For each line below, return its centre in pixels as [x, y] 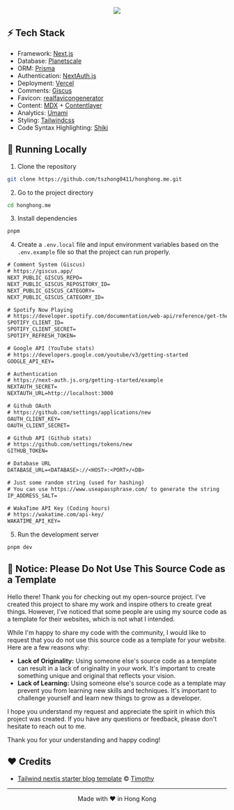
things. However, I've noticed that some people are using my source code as [117, 611]
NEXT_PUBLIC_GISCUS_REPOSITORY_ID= [59, 284]
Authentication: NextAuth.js [57, 75]
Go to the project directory [55, 193]
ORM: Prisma [36, 68]
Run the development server [58, 534]
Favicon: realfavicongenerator [60, 98]
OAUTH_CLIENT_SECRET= [39, 426]
